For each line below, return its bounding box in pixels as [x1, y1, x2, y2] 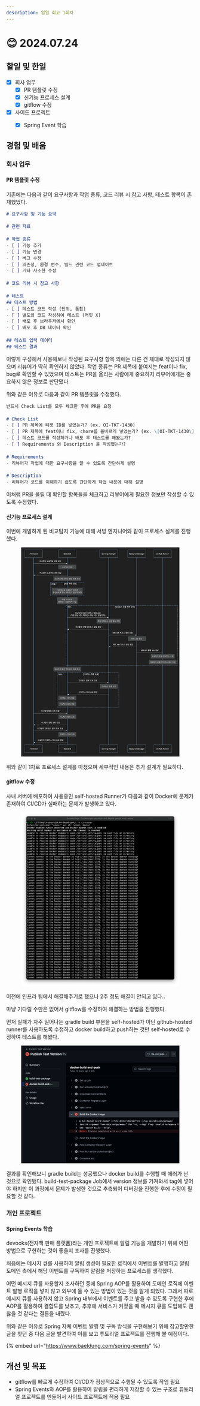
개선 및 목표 [6, 1361, 47, 1371]
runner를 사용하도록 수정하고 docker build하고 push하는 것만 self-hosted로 [6, 1026, 184, 1033]
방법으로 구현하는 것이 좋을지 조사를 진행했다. [6, 1247, 112, 1254]
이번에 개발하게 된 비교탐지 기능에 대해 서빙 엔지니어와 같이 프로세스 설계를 [6, 528, 180, 535]
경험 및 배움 [6, 141, 47, 151]
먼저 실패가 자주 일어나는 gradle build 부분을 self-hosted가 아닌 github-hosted [6, 1019, 192, 1026]
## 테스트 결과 [6, 344, 38, 350]
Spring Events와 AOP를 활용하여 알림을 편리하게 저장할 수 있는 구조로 [14, 1386, 178, 1393]
